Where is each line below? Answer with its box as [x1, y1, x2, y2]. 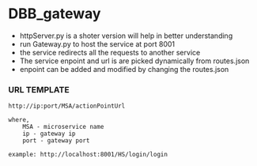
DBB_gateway [8, 5, 101, 23]
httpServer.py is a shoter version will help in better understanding [19, 31, 233, 40]
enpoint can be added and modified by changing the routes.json [19, 64, 229, 74]
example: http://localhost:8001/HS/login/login [8, 151, 168, 159]
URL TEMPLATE [8, 84, 70, 95]
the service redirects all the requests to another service [19, 47, 201, 57]
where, [8, 116, 30, 124]
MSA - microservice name [22, 123, 104, 131]
